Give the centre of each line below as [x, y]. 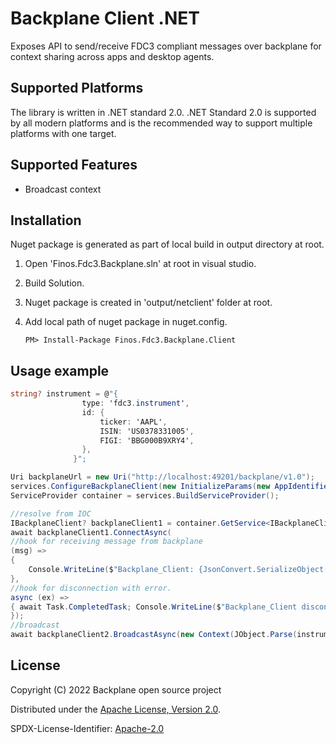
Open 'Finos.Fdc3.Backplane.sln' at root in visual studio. [140, 264]
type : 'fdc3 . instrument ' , [135, 403]
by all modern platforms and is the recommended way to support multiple [161, 123]
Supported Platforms [77, 88]
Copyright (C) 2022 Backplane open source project [116, 689]
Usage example [60, 370]
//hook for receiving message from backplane [106, 542]
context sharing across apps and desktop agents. [112, 56]
